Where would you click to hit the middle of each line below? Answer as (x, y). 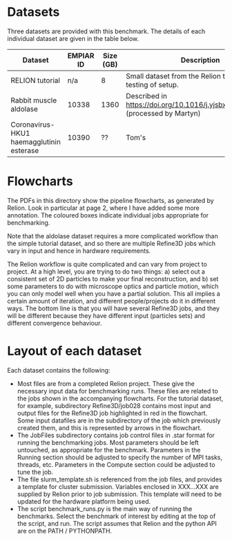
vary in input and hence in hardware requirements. (79, 251)
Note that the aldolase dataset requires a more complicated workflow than (113, 236)
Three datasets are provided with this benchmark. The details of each (106, 31)
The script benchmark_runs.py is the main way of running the (105, 508)
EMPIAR (81, 55)
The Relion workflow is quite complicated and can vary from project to (107, 264)
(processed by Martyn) (163, 113)
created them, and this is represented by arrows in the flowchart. (109, 427)
